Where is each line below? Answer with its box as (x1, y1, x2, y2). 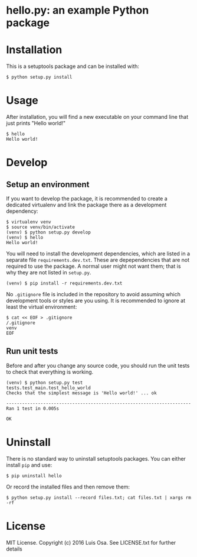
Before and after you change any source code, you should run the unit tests (6, 362, 190, 369)
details (6, 545, 22, 552)
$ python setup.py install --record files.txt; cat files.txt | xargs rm (6, 494, 192, 500)
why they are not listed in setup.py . (6, 269, 91, 276)
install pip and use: (6, 461, 52, 468)
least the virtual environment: (6, 303, 77, 310)
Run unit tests (6, 346, 58, 357)
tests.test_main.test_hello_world (6, 385, 91, 391)
